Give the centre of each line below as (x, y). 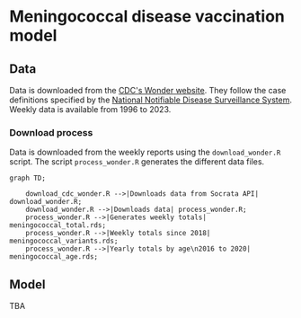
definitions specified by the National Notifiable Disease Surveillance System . (151, 100)
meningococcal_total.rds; (58, 225)
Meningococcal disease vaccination (147, 17)
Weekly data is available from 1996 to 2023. (90, 109)
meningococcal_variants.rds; (64, 241)
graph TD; (28, 178)
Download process (51, 132)
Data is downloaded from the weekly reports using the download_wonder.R (145, 152)
